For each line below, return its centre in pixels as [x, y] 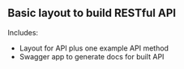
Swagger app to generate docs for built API [92, 56]
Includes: [23, 32]
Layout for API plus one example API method [94, 48]
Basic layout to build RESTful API [92, 13]
